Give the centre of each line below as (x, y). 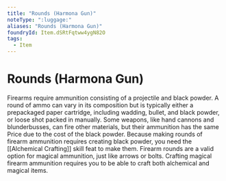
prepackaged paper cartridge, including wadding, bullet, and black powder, (114, 112)
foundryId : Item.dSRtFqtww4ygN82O (56, 32)
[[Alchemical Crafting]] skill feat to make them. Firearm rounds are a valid (111, 148)
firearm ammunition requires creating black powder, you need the (100, 141)
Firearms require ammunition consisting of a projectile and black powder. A (113, 98)
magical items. (28, 170)
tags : (15, 39)
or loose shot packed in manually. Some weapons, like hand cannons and (111, 120)
